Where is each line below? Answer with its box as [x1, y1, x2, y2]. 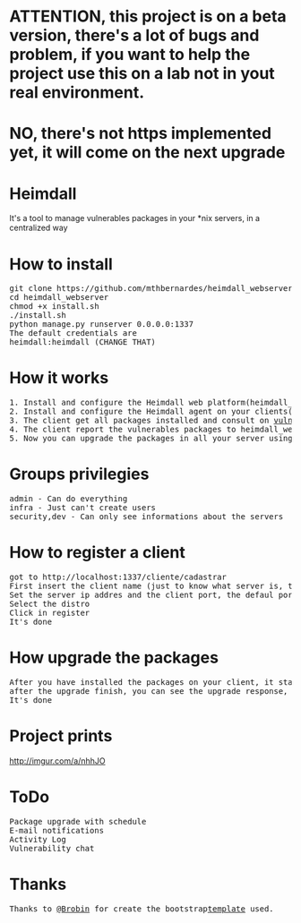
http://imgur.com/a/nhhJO [9, 755, 106, 766]
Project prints [9, 726, 113, 747]
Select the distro [9, 599, 90, 610]
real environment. [9, 82, 145, 103]
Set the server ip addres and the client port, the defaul [9, 590, 275, 601]
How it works [9, 368, 109, 389]
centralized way [9, 222, 69, 234]
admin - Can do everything [9, 494, 128, 504]
